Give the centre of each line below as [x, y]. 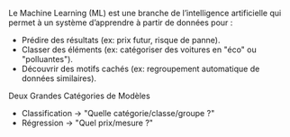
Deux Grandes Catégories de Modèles [79, 96]
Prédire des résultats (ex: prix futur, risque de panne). [121, 40]
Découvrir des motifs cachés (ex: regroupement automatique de [140, 68]
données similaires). [59, 78]
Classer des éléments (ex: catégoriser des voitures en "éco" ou [139, 50]
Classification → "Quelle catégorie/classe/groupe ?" [118, 113]
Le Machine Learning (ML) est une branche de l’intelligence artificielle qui [145, 13]
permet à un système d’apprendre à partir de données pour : [121, 23]
